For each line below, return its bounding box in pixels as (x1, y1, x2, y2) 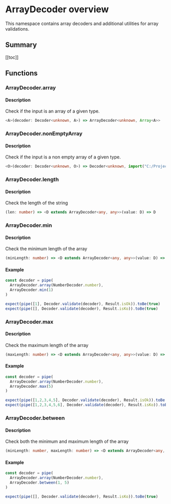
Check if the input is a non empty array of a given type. (5, 154, 121, 160)
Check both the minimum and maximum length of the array (5, 438, 129, 444)
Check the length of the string (5, 200, 68, 206)
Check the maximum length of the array (5, 342, 89, 348)
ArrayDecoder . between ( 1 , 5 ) (10, 480, 70, 485)
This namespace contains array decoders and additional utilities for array (5, 20, 159, 26)
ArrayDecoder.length (5, 176, 59, 183)
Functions (5, 69, 38, 77)
